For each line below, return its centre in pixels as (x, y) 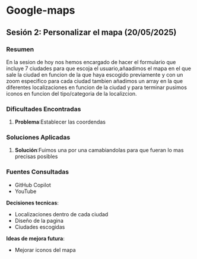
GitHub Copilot (33, 185)
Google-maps (41, 10)
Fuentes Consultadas (38, 172)
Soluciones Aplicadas (38, 137)
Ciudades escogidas (40, 227)
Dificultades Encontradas (44, 109)
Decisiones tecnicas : (33, 203)
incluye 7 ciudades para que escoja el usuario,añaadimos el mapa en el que (99, 68)
